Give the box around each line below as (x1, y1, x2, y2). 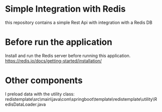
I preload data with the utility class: (5, 91, 75, 97)
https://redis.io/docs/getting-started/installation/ (5, 57, 102, 64)
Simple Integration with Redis (5, 3, 126, 15)
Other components (5, 75, 83, 86)
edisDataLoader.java (5, 101, 46, 107)
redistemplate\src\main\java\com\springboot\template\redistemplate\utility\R (5, 96, 157, 102)
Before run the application (5, 37, 113, 48)
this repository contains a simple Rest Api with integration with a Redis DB (5, 19, 153, 25)
